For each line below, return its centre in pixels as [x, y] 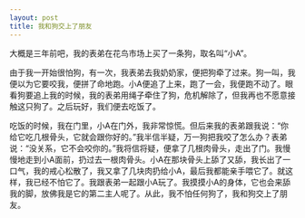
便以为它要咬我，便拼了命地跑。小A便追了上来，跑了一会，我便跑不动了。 [148, 83]
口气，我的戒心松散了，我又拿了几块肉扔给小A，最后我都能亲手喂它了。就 [148, 171]
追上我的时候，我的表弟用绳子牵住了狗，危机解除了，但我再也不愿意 [160, 95]
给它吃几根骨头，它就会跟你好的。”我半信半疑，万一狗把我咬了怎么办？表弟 [148, 137]
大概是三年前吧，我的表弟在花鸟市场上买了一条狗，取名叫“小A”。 [131, 53]
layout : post [34, 18]
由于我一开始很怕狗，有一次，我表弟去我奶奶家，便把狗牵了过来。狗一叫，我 [152, 72]
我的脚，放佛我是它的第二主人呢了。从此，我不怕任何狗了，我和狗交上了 [144, 193]
